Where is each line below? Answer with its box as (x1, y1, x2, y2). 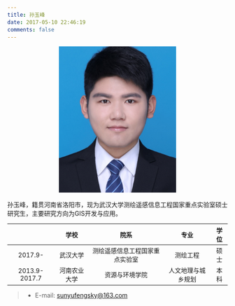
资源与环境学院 (104, 270, 148, 279)
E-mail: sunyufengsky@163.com (34, 291, 128, 299)
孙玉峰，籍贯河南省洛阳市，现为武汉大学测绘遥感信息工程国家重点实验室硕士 (7, 200, 228, 209)
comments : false (7, 26, 55, 33)
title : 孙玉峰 (7, 11, 45, 18)
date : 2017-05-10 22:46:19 (7, 18, 86, 26)
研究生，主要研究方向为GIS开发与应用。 (7, 209, 122, 218)
